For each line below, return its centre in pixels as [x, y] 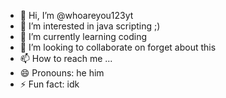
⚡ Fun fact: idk [49, 84]
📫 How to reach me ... [66, 58]
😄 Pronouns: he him [62, 73]
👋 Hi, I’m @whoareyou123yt [76, 15]
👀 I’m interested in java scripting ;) [90, 26]
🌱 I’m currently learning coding [83, 36]
